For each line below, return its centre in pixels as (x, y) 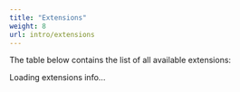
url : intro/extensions (52, 34)
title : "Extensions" (48, 18)
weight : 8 (28, 26)
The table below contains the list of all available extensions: (120, 60)
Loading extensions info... (58, 78)
